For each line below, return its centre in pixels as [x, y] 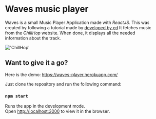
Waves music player [47, 9]
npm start [17, 96]
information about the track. [33, 38]
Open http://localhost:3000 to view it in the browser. [58, 111]
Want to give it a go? [37, 63]
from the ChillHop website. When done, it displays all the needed [70, 33]
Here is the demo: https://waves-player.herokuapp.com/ [61, 75]
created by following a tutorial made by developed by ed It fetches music [78, 27]
